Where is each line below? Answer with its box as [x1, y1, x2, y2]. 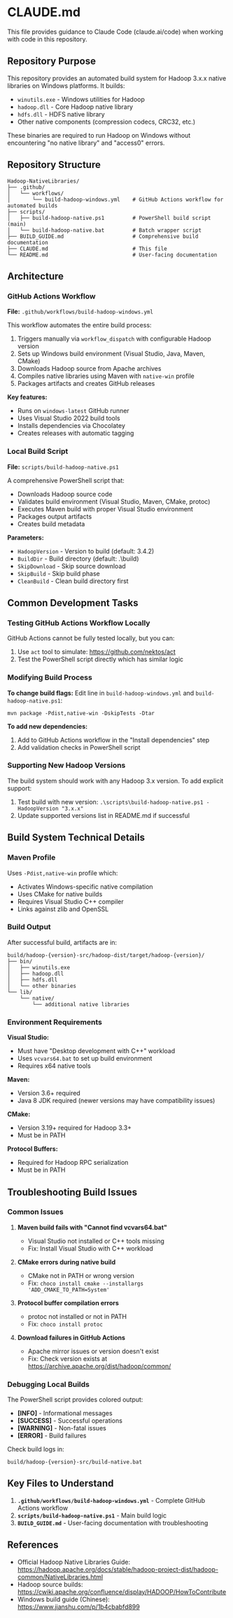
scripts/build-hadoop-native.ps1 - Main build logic [17, 1511, 167, 1520]
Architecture [7, 270, 64, 282]
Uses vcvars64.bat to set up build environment [17, 1055, 153, 1063]
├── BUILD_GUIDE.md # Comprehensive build [7, 233, 199, 240]
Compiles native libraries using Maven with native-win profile [17, 372, 195, 380]
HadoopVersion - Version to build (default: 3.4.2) [17, 547, 155, 555]
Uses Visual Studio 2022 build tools [17, 414, 120, 422]
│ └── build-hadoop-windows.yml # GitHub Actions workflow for [7, 196, 224, 203]
